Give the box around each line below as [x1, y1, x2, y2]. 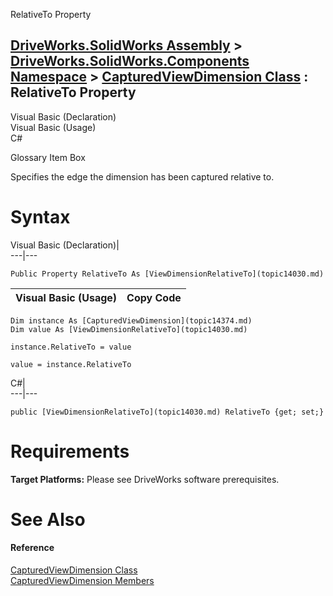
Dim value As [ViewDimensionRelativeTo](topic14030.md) [10, 324, 248, 334]
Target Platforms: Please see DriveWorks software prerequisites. [10, 473, 280, 485]
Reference [10, 542, 55, 554]
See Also [10, 508, 86, 531]
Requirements [10, 440, 130, 463]
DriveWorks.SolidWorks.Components [10, 53, 250, 70]
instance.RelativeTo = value [10, 342, 132, 352]
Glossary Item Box [10, 151, 86, 163]
